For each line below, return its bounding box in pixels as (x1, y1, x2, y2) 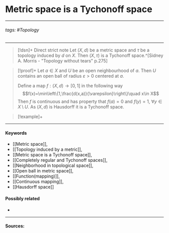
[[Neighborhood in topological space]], (12, 162, 94, 168)
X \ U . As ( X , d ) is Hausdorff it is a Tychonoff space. (17, 104, 124, 110)
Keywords (5, 130, 27, 136)
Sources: (5, 223, 25, 229)
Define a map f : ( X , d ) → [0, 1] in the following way (17, 83, 123, 89)
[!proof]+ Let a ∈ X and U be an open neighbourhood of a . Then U (17, 68, 156, 74)
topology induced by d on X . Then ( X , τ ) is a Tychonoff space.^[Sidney (17, 52, 163, 59)
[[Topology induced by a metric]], (12, 146, 82, 152)
